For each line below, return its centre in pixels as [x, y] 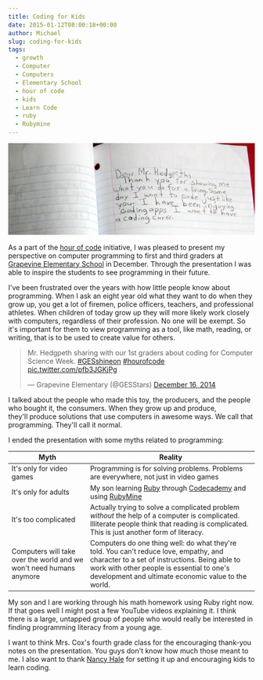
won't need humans [43, 568]
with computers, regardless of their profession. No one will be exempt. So [127, 321]
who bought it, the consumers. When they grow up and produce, [112, 408]
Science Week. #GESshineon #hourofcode [96, 361]
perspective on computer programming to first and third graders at [115, 256]
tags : [17, 50]
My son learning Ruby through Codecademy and [168, 488]
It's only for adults [40, 492]
